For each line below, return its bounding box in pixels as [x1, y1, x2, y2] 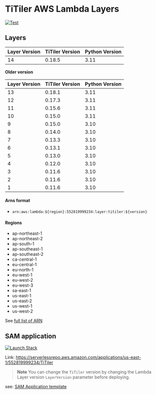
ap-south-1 [12, 241, 35, 247]
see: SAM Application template [5, 383, 67, 389]
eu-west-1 [12, 272, 33, 278]
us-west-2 [12, 309, 33, 314]
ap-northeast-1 [12, 230, 42, 236]
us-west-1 [12, 303, 33, 309]
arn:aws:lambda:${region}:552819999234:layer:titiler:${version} [12, 209, 147, 214]
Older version [5, 69, 33, 75]
